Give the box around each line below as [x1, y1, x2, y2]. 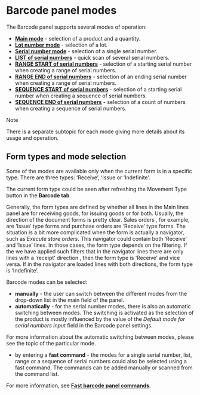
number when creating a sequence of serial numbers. [14, 92, 147, 99]
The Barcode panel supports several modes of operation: [6, 23, 147, 30]
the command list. [14, 370, 60, 377]
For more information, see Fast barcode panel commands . [6, 382, 151, 389]
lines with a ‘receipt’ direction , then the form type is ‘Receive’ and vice [6, 254, 180, 261]
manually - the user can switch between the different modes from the [14, 290, 187, 297]
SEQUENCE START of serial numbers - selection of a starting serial [14, 85, 182, 93]
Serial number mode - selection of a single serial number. [14, 47, 158, 54]
